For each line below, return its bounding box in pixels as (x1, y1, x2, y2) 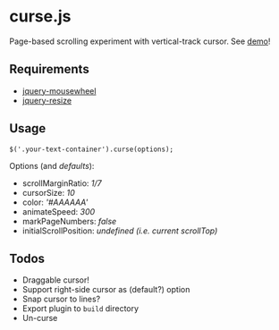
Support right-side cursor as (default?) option (21, 284, 190, 295)
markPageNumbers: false (21, 216, 117, 226)
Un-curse (21, 313, 58, 324)
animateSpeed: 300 (21, 206, 96, 216)
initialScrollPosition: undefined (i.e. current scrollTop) (21, 225, 218, 236)
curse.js (9, 6, 72, 27)
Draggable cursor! (21, 275, 89, 285)
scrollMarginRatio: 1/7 (21, 177, 103, 189)
